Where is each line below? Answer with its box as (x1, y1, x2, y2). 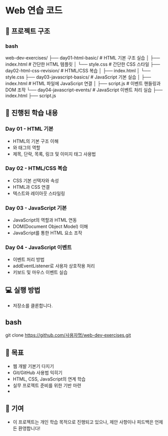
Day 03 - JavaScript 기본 (5, 204, 67, 211)
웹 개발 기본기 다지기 (12, 363, 54, 369)
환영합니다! (18, 425, 41, 431)
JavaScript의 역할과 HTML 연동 (12, 217, 77, 223)
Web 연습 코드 (5, 5, 63, 16)
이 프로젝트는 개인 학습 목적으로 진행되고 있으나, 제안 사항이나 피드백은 (12, 419, 154, 425)
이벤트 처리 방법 (12, 256, 45, 263)
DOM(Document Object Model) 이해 (12, 224, 88, 230)
